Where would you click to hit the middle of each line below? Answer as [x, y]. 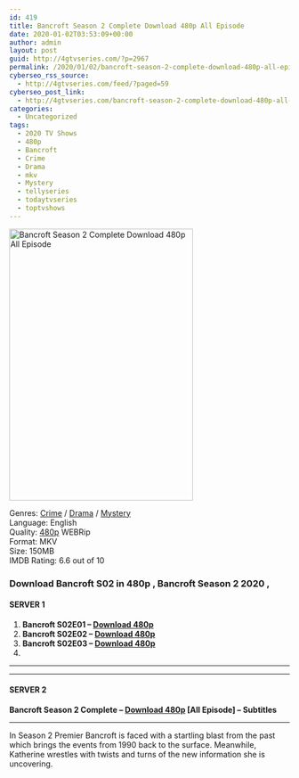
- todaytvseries [47, 200]
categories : [31, 109]
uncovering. [31, 764]
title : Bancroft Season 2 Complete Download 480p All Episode [127, 26]
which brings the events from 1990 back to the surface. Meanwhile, [133, 745]
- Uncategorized [47, 117]
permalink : [29, 68]
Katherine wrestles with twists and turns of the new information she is [137, 755]
